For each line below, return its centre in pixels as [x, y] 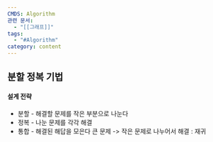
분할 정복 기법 [35, 77]
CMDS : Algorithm [31, 14]
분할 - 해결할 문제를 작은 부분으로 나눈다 [73, 113]
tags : [15, 34]
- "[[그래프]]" [34, 27]
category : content [34, 47]
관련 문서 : [21, 20]
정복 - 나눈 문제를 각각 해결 [55, 122]
